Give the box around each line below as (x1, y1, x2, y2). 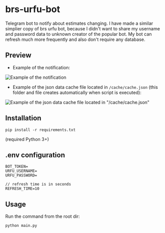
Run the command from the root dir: (5, 213, 80, 219)
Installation (5, 114, 42, 122)
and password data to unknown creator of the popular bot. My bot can (5, 31, 152, 37)
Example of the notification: (12, 64, 70, 70)
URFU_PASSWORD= (5, 173, 37, 178)
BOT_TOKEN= (5, 164, 28, 169)
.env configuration (5, 151, 65, 159)
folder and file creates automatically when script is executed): (12, 89, 142, 96)
